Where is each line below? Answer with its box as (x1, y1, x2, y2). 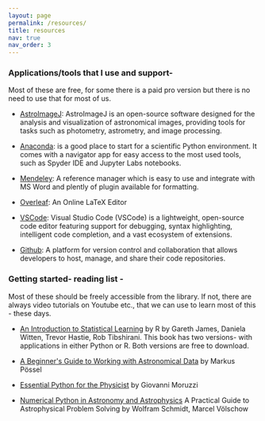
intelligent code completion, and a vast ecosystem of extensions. (19, 230, 232, 239)
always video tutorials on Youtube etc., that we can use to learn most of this (8, 299, 256, 310)
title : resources (8, 26, 66, 34)
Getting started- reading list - (8, 273, 125, 284)
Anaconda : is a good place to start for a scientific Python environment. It (19, 141, 257, 151)
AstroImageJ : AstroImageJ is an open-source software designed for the (19, 109, 255, 119)
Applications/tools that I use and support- (8, 68, 173, 79)
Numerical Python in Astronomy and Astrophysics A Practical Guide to (19, 395, 250, 405)
